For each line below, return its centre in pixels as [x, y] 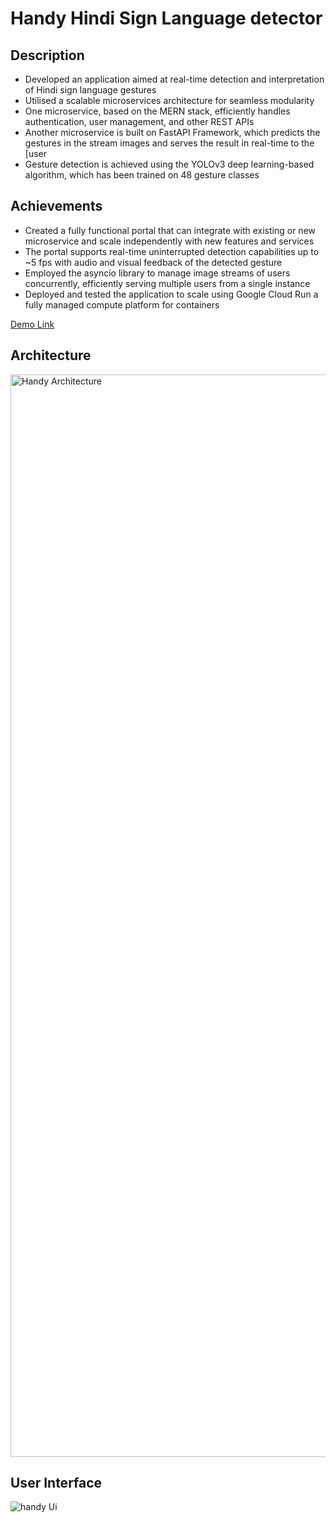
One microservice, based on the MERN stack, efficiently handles [157, 111]
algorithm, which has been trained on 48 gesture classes [142, 175]
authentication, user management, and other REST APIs [139, 121]
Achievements [56, 206]
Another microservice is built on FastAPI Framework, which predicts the [172, 132]
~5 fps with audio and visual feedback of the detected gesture [153, 262]
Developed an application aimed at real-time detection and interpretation [174, 79]
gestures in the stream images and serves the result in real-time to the [169, 143]
